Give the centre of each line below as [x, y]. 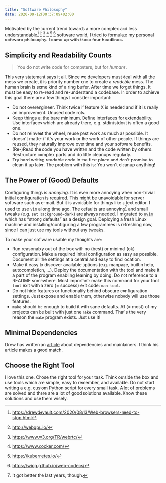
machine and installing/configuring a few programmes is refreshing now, [79, 225]
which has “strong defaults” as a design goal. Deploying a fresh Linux [76, 219]
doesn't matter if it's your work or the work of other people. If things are [85, 138]
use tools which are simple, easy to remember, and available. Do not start [80, 383]
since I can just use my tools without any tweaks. [55, 230]
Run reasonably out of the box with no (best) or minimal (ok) [73, 249]
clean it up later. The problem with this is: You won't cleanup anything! [84, 165]
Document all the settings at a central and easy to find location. [77, 259]
